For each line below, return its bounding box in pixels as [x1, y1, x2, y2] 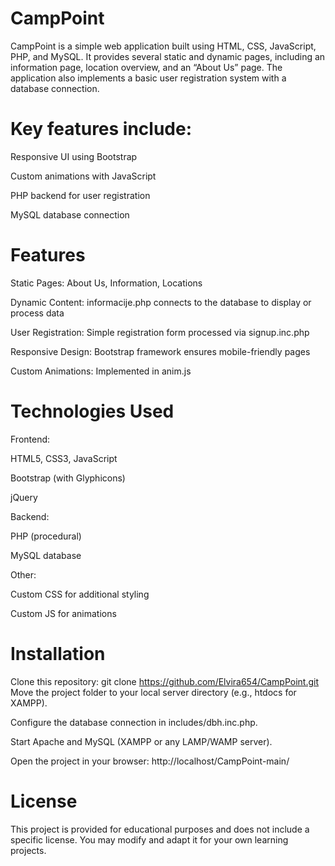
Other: [10, 568, 37, 581]
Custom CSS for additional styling [10, 588, 150, 600]
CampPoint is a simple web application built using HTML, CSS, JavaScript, [10, 40, 317, 52]
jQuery [10, 491, 38, 503]
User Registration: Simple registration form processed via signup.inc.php [10, 326, 310, 338]
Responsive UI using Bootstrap [10, 150, 138, 162]
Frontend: [10, 433, 51, 445]
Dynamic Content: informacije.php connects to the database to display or [10, 296, 312, 308]
